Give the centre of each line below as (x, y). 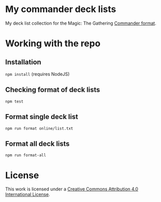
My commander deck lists (61, 9)
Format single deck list (42, 117)
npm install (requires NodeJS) (37, 74)
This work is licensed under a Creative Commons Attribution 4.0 (72, 189)
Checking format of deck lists (53, 90)
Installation (23, 62)
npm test (14, 102)
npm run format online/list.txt (39, 128)
